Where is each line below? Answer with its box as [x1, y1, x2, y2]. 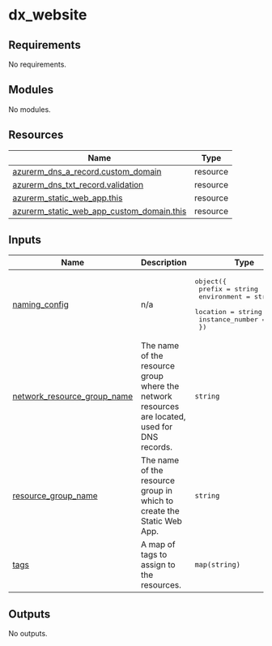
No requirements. [8, 59, 67, 69]
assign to [140, 559, 176, 571]
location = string [194, 308, 263, 317]
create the [140, 506, 180, 517]
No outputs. [8, 629, 48, 639]
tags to [140, 549, 168, 561]
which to [140, 495, 174, 506]
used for [140, 421, 173, 433]
